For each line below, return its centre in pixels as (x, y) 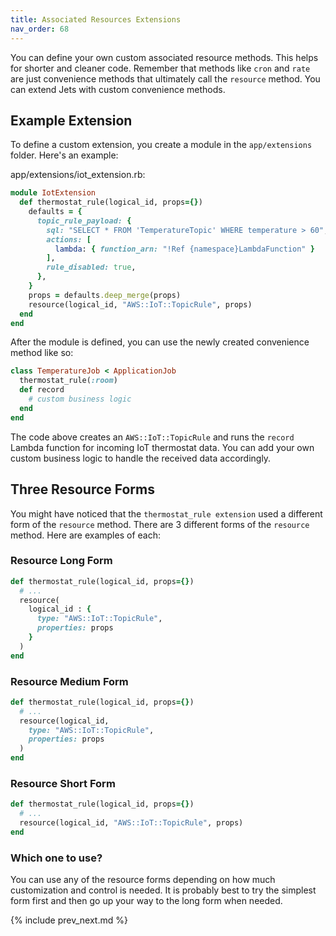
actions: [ (69, 239)
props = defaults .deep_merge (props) (105, 295)
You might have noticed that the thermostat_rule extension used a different (166, 513)
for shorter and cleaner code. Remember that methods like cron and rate (160, 68)
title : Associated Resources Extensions (96, 19)
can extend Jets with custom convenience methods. (118, 89)
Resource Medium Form (69, 681)
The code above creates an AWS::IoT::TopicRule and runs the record (152, 437)
